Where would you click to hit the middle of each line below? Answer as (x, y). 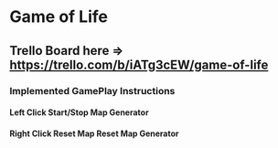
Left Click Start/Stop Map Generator (79, 112)
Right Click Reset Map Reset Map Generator (95, 133)
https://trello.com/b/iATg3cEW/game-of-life (139, 64)
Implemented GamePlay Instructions (92, 90)
